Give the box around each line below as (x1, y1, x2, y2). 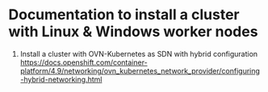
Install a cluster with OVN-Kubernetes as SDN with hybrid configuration (19, 49, 258, 58)
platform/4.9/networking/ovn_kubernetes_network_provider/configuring (19, 66, 261, 75)
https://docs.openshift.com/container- (19, 58, 148, 67)
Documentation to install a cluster (8, 6, 240, 24)
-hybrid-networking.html (19, 74, 103, 84)
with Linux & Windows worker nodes (8, 22, 258, 41)
